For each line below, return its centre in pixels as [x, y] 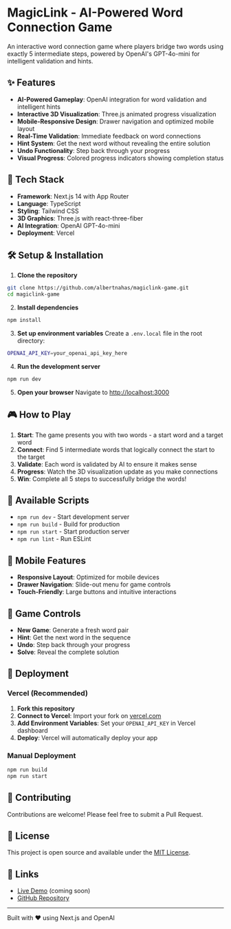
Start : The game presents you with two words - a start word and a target [120, 435]
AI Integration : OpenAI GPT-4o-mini [68, 225]
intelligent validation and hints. [50, 61]
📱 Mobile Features [47, 561]
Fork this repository [46, 708]
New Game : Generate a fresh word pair [73, 630]
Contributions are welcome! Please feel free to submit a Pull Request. [105, 814]
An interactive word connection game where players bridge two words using [115, 46]
